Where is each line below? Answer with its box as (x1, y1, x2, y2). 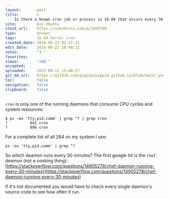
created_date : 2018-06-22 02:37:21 (5, 40, 80, 45)
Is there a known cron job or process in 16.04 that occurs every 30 (14, 17, 163, 22)
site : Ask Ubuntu (5, 21, 59, 27)
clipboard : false (5, 87, 49, 92)
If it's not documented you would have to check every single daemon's (5, 183, 152, 189)
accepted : (5, 63, 26, 69)
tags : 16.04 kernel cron (5, 36, 75, 41)
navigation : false (5, 82, 49, 87)
